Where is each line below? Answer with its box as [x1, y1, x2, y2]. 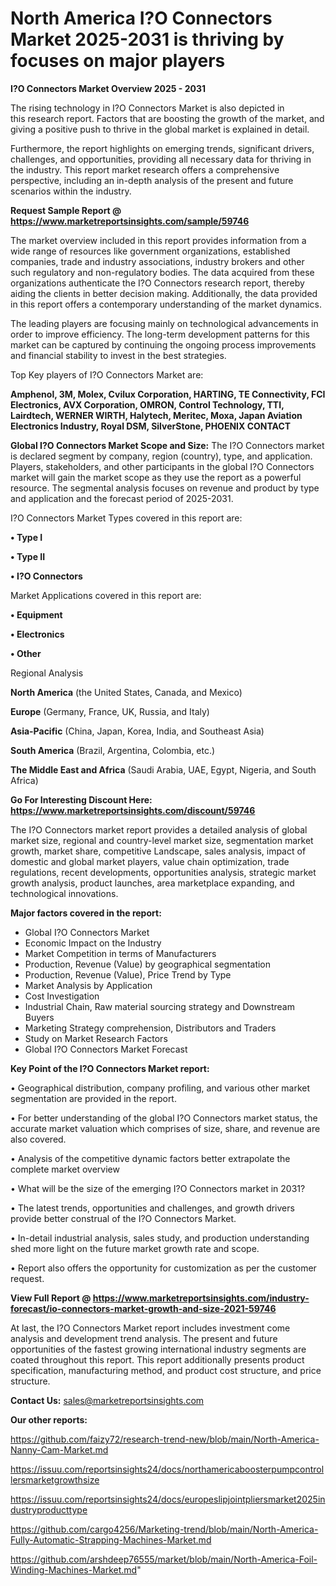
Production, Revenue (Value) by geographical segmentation [24, 958, 272, 970]
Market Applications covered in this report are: [10, 589, 202, 601]
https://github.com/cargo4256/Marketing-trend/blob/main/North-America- [10, 1523, 319, 1535]
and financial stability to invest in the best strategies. [10, 349, 227, 361]
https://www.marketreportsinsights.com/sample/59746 [10, 215, 250, 227]
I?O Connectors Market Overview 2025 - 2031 [10, 82, 206, 94]
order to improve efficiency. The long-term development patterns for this [10, 328, 310, 340]
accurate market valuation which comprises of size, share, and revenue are [10, 1122, 321, 1134]
